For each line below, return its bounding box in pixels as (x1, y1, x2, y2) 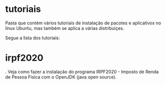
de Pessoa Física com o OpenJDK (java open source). (5, 74, 117, 80)
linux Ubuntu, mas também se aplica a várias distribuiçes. (5, 25, 124, 31)
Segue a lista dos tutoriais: (5, 35, 60, 41)
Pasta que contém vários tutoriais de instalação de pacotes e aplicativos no (5, 20, 161, 26)
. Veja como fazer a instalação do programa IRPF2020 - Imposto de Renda (5, 69, 159, 75)
